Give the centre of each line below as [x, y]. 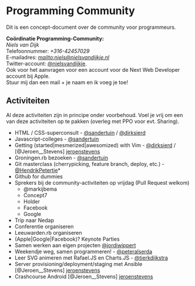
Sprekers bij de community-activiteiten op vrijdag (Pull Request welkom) [102, 182]
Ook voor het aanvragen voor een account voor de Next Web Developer [93, 69]
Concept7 [35, 195]
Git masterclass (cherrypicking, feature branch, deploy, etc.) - [89, 164]
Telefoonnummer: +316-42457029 [48, 51]
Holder [31, 201]
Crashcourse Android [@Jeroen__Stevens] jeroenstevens [84, 276]
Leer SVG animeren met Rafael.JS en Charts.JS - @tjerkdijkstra [91, 258]
